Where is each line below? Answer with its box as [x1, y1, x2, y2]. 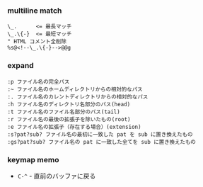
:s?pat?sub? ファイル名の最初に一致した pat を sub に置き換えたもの [7, 130, 193, 138]
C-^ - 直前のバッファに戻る [17, 171, 96, 180]
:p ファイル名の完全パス [7, 78, 70, 85]
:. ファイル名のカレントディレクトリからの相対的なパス [7, 93, 149, 101]
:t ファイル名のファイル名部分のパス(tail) [7, 108, 120, 115]
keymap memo [7, 154, 59, 164]
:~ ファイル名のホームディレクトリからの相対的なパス [7, 86, 143, 93]
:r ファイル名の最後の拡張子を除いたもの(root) [7, 115, 131, 123]
